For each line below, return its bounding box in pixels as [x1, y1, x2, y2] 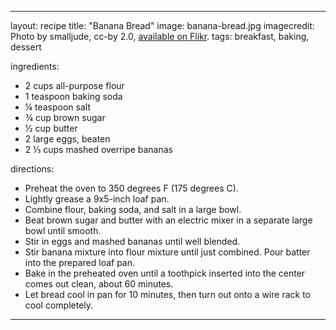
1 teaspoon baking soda [24, 91, 123, 102]
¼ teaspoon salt [24, 101, 91, 113]
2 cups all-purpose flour [24, 80, 125, 91]
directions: [10, 163, 55, 175]
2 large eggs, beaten [24, 133, 111, 145]
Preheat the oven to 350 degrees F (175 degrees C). [24, 182, 239, 194]
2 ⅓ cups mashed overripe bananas [24, 144, 173, 155]
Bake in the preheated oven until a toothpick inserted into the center [24, 267, 306, 279]
